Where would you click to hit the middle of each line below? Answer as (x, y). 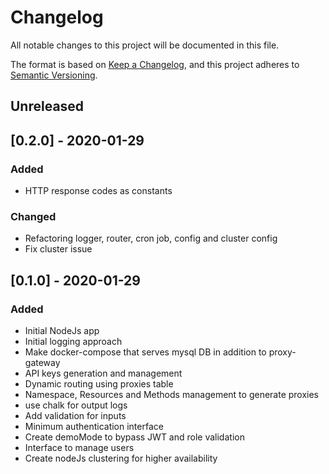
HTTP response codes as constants (98, 191)
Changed (33, 216)
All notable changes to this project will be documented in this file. (145, 45)
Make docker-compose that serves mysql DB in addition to (145, 352)
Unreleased (47, 106)
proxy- (282, 352)
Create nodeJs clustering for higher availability (121, 458)
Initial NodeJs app (62, 330)
